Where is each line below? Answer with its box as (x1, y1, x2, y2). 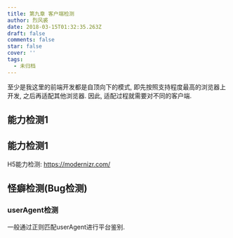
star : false (7, 43, 42, 50)
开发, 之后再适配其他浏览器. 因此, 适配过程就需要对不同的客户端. (7, 91, 192, 100)
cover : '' (7, 50, 36, 57)
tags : (7, 56, 23, 63)
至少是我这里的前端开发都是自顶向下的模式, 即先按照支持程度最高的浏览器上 (7, 82, 226, 91)
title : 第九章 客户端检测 (7, 10, 75, 18)
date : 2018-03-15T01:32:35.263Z (7, 23, 102, 30)
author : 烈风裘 (7, 17, 48, 24)
